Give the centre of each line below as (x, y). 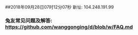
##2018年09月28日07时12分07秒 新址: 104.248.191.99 (60, 7)
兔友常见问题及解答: (29, 21)
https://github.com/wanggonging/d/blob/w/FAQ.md (69, 27)
